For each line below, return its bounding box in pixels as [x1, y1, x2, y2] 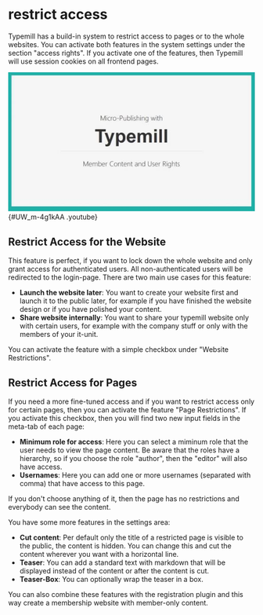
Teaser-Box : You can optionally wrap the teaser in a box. [19, 575, 204, 584]
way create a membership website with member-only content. [8, 599, 209, 608]
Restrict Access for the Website [8, 235, 167, 248]
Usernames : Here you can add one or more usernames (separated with [19, 470, 251, 480]
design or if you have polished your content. [19, 305, 162, 314]
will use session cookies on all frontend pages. [8, 57, 159, 66]
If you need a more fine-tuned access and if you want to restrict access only [8, 397, 255, 406]
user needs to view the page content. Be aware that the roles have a [19, 445, 240, 455]
